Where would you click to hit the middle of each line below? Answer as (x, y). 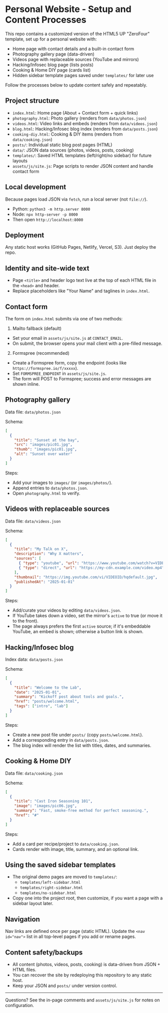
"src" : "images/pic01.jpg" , (43, 445)
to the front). (25, 621)
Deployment (25, 235)
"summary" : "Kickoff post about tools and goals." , (69, 697)
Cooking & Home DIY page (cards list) (51, 70)
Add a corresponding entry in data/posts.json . (61, 740)
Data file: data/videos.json (33, 521)
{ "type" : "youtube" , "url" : (49, 563)
